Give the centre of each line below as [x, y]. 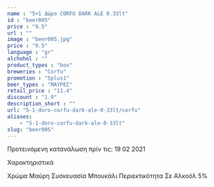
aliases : [20, 116]
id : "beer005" [29, 20]
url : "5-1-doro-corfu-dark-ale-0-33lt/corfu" [74, 110]
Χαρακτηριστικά [30, 163]
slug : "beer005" [30, 130]
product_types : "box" [40, 65]
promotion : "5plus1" [38, 78]
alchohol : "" [28, 59]
